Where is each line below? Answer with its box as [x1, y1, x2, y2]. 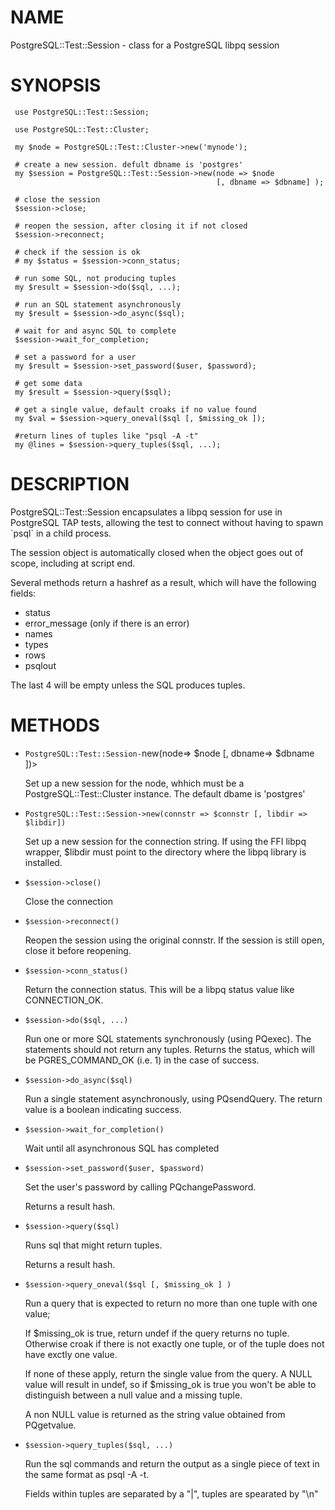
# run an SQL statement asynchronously [14, 299, 182, 310]
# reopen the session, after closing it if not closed [14, 221, 248, 231]
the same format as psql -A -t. [24, 1468, 150, 1480]
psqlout [24, 659, 57, 671]
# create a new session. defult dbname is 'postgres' [14, 159, 244, 170]
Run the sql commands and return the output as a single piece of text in [24, 1457, 320, 1470]
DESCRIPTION [10, 473, 130, 496]
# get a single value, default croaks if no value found [14, 404, 257, 415]
